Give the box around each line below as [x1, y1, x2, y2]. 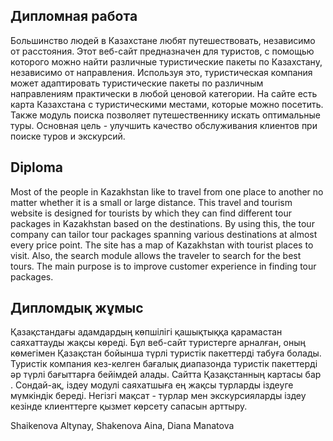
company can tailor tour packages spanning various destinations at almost [10, 228, 318, 240]
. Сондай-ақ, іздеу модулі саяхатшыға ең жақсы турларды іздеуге [10, 379, 294, 391]
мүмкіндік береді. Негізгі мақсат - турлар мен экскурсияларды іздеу [10, 390, 307, 402]
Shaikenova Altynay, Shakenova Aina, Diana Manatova [10, 420, 235, 432]
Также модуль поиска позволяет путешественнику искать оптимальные [10, 109, 321, 121]
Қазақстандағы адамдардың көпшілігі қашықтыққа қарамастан [10, 326, 283, 338]
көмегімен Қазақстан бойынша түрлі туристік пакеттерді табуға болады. [10, 347, 322, 359]
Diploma [10, 159, 64, 176]
